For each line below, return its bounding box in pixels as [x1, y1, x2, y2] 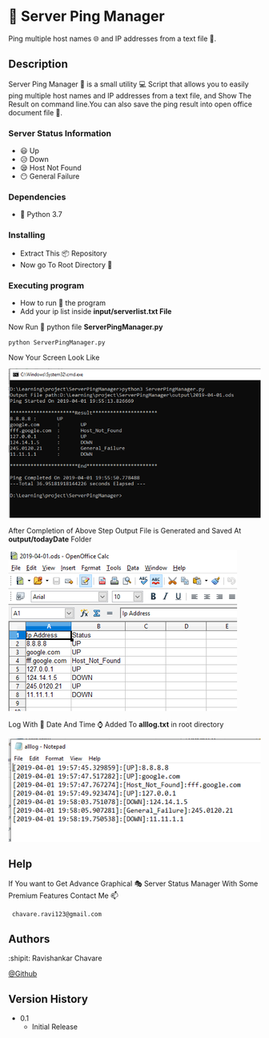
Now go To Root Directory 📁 [19, 259, 113, 269]
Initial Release [31, 1022, 78, 1032]
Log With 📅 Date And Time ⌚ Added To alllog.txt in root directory [8, 719, 224, 729]
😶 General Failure [19, 171, 80, 181]
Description [8, 58, 68, 71]
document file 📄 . [8, 107, 62, 117]
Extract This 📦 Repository [19, 248, 107, 258]
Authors [8, 932, 50, 946]
